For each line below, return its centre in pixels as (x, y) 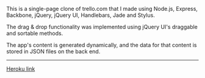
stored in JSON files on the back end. (53, 51)
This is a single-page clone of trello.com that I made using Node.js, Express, (102, 9)
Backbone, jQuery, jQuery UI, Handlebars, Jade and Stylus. (81, 15)
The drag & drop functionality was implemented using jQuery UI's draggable (102, 27)
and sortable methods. (35, 33)
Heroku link (21, 69)
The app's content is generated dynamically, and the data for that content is (102, 45)
